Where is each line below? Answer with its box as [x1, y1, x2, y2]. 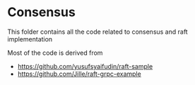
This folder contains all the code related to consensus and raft [7, 27, 189, 36]
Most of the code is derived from [7, 48, 103, 57]
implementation [7, 34, 53, 43]
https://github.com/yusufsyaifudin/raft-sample [17, 62, 153, 70]
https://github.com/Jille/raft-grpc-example [17, 70, 141, 78]
